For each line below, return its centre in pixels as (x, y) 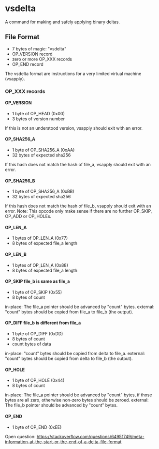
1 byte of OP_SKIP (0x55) (37, 292)
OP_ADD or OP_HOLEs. (28, 217)
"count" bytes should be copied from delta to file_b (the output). (69, 358)
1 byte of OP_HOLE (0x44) (38, 380)
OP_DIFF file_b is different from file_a (43, 323)
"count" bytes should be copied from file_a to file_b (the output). (69, 312)
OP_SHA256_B (20, 181)
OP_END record (28, 64)
